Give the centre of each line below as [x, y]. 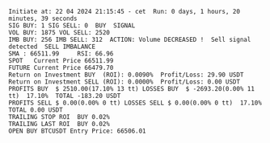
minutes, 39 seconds [43, 18]
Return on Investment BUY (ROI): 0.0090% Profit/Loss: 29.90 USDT [126, 75]
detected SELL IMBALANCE [52, 47]
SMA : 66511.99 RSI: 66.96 [61, 54]
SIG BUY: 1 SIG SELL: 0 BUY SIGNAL [72, 26]
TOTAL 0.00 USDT [36, 110]
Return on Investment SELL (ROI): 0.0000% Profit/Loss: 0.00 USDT [124, 82]
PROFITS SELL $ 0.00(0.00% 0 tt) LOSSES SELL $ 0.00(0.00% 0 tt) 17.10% [135, 103]
